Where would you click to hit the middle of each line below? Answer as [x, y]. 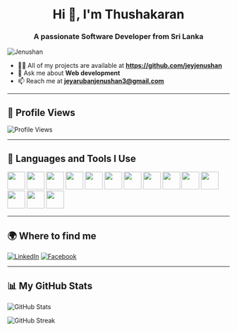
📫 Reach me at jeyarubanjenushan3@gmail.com [91, 81]
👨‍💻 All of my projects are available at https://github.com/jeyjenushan [120, 66]
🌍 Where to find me [52, 236]
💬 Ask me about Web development [69, 73]
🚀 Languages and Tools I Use [72, 158]
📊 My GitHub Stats [50, 286]
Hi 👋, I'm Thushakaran [119, 14]
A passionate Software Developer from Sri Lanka [119, 37]
